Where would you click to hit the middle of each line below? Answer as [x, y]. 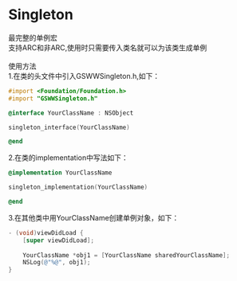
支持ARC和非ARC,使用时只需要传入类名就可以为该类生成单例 [108, 47]
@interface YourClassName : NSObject [71, 113]
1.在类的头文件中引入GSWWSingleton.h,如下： [84, 76]
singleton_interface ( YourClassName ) [69, 127]
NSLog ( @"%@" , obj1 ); [57, 263]
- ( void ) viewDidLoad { [46, 232]
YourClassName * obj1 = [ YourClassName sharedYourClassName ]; [126, 255]
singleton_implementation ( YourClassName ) [78, 187]
